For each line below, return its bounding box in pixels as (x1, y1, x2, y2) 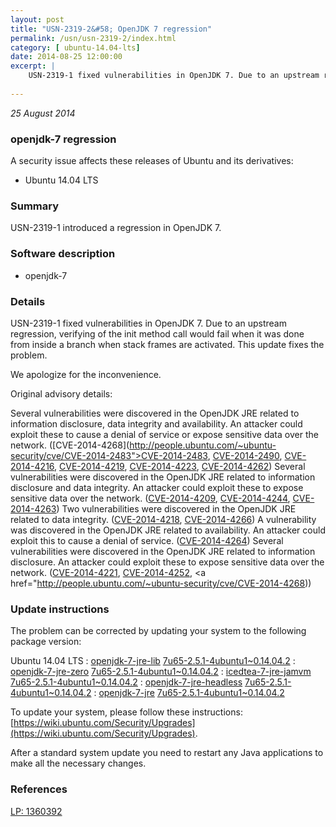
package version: (10, 636, 82, 648)
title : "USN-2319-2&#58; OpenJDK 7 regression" (10, 24, 213, 34)
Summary (10, 199, 60, 213)
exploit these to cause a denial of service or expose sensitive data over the (10, 428, 319, 440)
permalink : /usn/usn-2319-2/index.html (10, 33, 177, 43)
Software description (10, 247, 116, 261)
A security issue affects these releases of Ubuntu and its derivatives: (10, 155, 294, 167)
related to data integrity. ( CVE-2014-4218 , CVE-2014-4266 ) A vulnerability (10, 513, 317, 525)
